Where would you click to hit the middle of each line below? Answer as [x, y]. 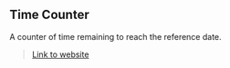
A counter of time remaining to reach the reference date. [115, 36]
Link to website [60, 54]
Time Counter [49, 15]
